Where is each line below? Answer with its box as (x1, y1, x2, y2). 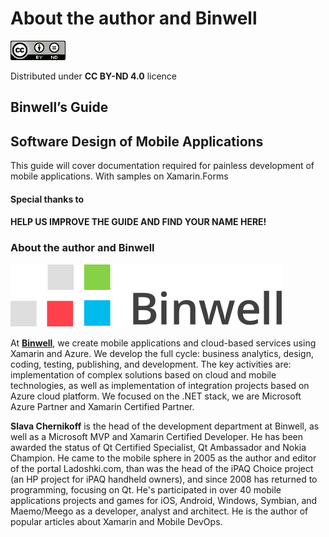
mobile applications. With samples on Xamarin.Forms (10, 170, 229, 182)
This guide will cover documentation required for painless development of (10, 160, 315, 172)
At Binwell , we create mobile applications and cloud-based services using (10, 337, 317, 349)
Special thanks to (10, 193, 85, 205)
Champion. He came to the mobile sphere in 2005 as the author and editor (10, 452, 317, 464)
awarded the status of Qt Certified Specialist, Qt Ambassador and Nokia (10, 441, 307, 453)
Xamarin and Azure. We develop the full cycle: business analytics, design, (10, 347, 314, 359)
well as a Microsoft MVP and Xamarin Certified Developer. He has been (10, 430, 303, 442)
